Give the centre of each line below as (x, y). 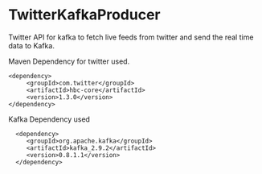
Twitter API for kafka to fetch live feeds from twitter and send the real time (131, 37)
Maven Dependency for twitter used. (69, 61)
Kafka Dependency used (49, 119)
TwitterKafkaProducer (84, 15)
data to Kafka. (31, 45)
